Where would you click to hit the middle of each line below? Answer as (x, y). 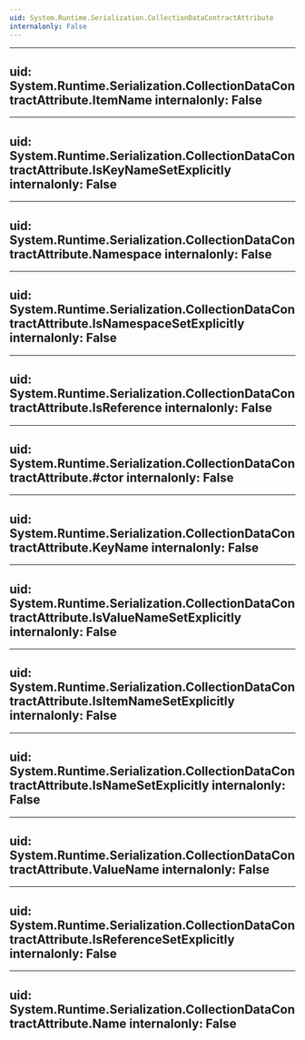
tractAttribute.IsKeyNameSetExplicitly (120, 170)
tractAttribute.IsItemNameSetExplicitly (122, 702)
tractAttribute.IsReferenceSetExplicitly (122, 939)
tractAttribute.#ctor (67, 477)
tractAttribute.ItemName (81, 100)
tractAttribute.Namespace (86, 254)
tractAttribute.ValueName (84, 870)
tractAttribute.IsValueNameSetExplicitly (126, 617)
